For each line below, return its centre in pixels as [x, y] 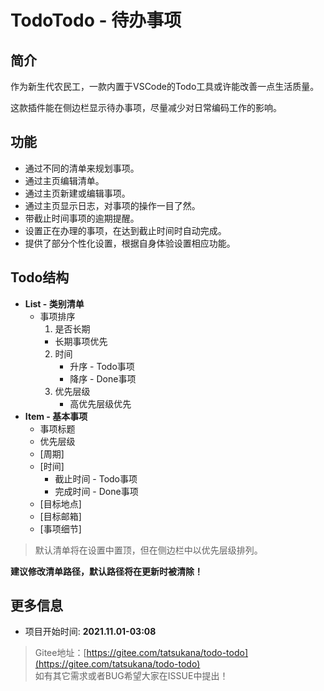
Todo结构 [40, 277]
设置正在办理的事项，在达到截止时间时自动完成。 [125, 230]
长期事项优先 [81, 341]
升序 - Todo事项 [102, 366]
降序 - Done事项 [103, 378]
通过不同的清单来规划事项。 [82, 168]
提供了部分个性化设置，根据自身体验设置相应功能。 [130, 243]
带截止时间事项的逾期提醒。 [82, 218]
